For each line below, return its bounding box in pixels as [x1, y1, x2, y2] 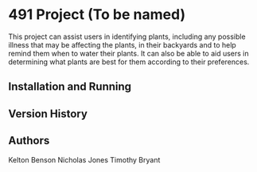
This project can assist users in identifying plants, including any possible [8, 32, 246, 41]
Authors [8, 134, 50, 147]
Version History [8, 107, 88, 120]
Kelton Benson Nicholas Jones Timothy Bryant [8, 155, 161, 164]
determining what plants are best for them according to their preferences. [8, 57, 250, 67]
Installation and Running [8, 80, 132, 94]
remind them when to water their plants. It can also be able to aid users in [8, 48, 249, 58]
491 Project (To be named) [8, 6, 185, 24]
